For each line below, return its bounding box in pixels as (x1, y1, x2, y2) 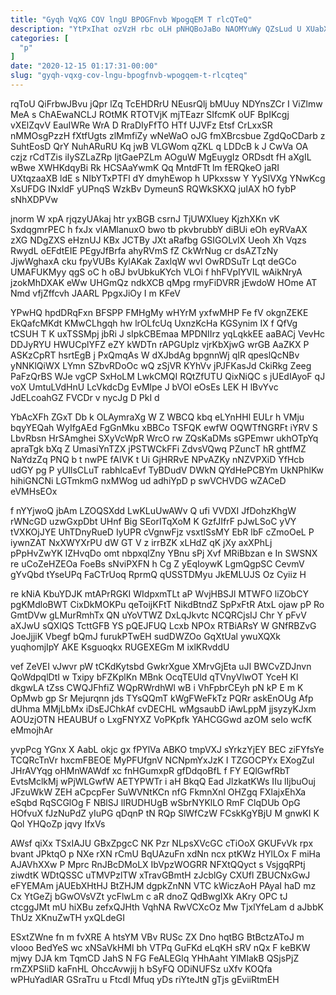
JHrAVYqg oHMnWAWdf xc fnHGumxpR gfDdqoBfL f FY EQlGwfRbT (10, 764, 291, 776)
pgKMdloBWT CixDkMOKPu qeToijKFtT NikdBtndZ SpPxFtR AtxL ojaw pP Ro (10, 598, 325, 610)
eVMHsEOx (10, 485, 58, 497)
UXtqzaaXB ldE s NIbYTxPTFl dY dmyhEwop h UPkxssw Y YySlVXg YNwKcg (10, 172, 326, 184)
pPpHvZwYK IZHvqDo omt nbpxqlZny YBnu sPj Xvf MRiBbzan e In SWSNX (10, 547, 318, 559)
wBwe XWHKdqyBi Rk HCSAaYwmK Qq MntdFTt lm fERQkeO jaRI (10, 161, 280, 173)
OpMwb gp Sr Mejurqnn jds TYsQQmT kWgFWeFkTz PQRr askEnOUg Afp (10, 692, 314, 704)
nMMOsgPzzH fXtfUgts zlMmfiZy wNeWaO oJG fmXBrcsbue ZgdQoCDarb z (10, 129, 326, 141)
